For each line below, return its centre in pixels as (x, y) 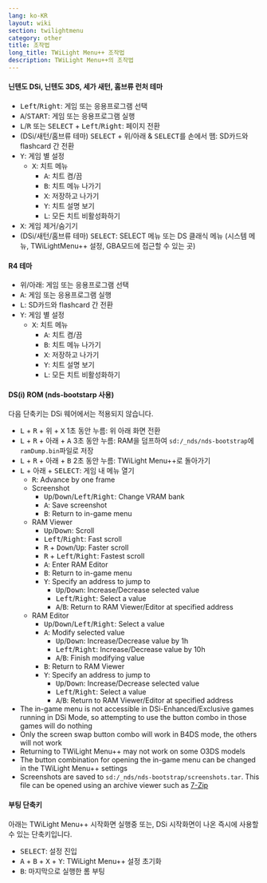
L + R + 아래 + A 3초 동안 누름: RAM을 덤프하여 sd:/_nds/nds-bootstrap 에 (137, 441)
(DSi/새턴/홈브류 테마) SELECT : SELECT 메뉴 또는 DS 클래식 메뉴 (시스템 (133, 236)
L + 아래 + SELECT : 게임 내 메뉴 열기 (77, 471)
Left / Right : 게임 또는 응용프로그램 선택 (84, 106)
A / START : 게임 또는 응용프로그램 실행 (77, 116)
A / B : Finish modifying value (100, 658)
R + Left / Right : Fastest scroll (94, 556)
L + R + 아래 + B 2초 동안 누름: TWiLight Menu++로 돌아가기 (115, 461)
